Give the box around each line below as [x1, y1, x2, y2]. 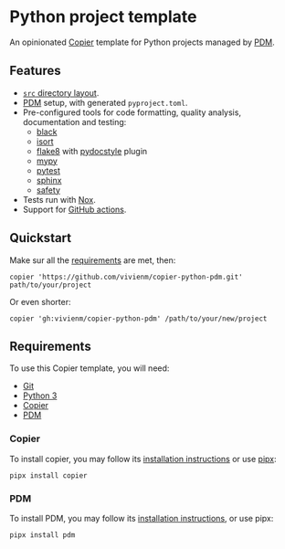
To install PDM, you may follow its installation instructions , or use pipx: [9, 512, 274, 523]
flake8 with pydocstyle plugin [36, 145, 148, 156]
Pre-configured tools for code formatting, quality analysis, [22, 107, 242, 118]
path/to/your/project [9, 280, 92, 290]
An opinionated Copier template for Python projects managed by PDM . [9, 37, 276, 48]
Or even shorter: [9, 296, 71, 307]
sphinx [36, 174, 62, 185]
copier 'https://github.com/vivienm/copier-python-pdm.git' [9, 272, 244, 281]
